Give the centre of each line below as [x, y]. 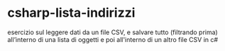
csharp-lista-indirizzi [71, 13]
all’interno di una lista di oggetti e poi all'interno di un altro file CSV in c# [113, 39]
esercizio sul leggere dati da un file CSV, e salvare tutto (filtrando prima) [112, 32]
